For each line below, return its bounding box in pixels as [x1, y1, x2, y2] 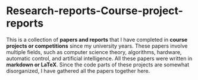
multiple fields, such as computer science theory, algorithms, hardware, [6, 48, 182, 55]
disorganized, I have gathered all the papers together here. [6, 67, 150, 74]
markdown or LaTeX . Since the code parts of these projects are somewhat [6, 61, 190, 68]
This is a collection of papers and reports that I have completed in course [6, 36, 188, 43]
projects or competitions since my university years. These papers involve [6, 42, 188, 49]
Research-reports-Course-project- [6, 4, 183, 18]
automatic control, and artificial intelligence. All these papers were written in [6, 55, 193, 62]
